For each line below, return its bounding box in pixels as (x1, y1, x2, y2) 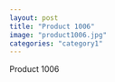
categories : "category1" (9, 38, 103, 48)
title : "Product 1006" (9, 22, 95, 31)
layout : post (9, 13, 59, 23)
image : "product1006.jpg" (9, 30, 107, 39)
